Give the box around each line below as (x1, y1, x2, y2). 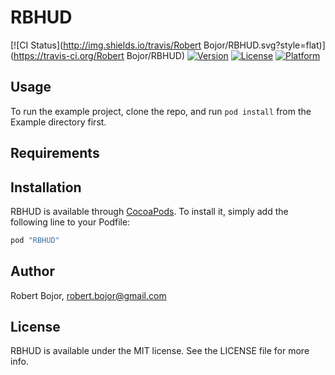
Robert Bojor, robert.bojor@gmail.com (10, 289, 167, 301)
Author (10, 263, 55, 280)
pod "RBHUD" (10, 235, 60, 245)
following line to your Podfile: (10, 216, 131, 228)
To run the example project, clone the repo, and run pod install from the (10, 105, 312, 117)
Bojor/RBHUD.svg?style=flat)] (203, 39, 326, 51)
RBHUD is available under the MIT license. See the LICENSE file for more (10, 345, 310, 357)
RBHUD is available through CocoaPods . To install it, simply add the (10, 205, 289, 217)
